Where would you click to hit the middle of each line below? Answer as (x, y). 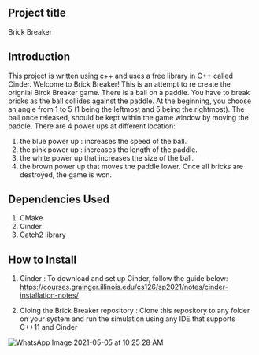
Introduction (39, 57)
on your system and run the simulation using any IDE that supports (128, 319)
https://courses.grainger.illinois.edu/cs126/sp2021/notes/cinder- (124, 287)
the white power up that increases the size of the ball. (107, 157)
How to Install (43, 259)
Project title (37, 13)
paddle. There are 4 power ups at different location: (92, 126)
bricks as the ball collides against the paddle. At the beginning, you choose (130, 101)
